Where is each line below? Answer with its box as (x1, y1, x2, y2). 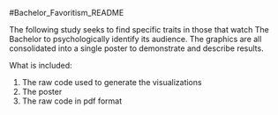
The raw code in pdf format (21, 96, 123, 106)
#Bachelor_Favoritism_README (9, 8, 124, 18)
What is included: (9, 61, 72, 70)
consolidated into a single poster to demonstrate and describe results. (9, 43, 264, 54)
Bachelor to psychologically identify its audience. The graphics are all (9, 34, 262, 44)
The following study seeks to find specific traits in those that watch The (9, 25, 269, 34)
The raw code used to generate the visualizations (21, 77, 202, 87)
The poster (21, 87, 63, 97)
